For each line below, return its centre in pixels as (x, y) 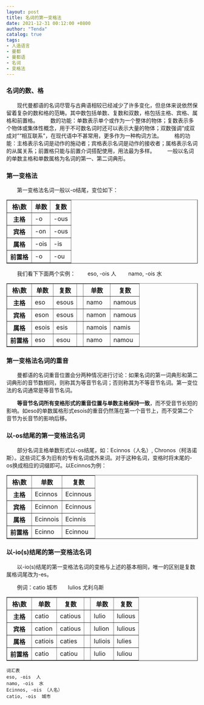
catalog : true (24, 35)
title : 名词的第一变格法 (34, 18)
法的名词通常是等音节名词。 (41, 390)
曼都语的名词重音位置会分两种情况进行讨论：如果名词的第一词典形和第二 (107, 375)
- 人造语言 (18, 46)
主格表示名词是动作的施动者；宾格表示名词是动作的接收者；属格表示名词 (107, 143)
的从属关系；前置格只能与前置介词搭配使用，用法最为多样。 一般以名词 (100, 151)
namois (97, 327)
